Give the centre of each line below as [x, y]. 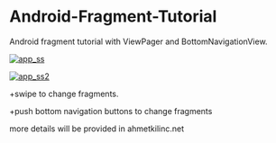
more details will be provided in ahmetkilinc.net [97, 129]
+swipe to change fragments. [64, 94]
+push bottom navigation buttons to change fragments [111, 111]
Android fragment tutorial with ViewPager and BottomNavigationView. [138, 41]
